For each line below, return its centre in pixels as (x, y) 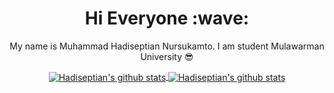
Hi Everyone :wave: (167, 18)
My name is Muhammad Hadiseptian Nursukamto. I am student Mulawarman (167, 46)
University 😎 (167, 56)
